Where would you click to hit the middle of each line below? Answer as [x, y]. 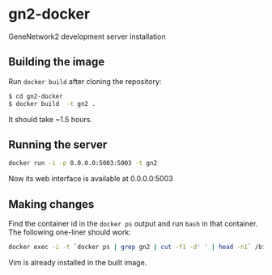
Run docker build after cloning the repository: [85, 81]
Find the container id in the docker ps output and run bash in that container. [133, 224]
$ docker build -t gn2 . [52, 104]
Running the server [58, 144]
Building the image [57, 62]
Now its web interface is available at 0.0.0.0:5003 [91, 179]
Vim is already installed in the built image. [78, 262]
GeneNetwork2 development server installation [87, 36]
